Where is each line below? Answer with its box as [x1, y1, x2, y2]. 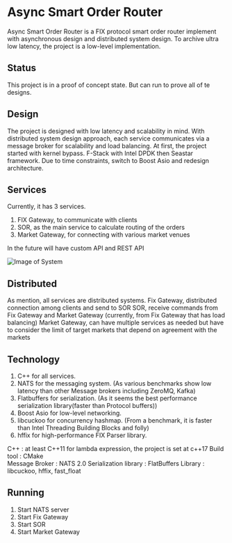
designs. [7, 88, 32, 96]
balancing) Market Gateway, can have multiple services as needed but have [7, 318, 224, 327]
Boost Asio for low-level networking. [17, 409, 122, 417]
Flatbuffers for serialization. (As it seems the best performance [17, 394, 197, 402]
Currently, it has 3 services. [7, 203, 86, 211]
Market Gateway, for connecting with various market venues [17, 230, 190, 239]
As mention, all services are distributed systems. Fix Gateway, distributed [7, 297, 217, 305]
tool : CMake [7, 452, 44, 460]
